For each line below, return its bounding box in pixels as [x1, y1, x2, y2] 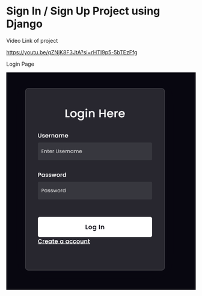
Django [6, 17, 43, 31]
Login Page [6, 60, 35, 68]
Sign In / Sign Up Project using [6, 4, 161, 18]
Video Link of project [6, 37, 58, 44]
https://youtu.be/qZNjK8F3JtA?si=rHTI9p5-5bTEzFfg [6, 48, 138, 55]
